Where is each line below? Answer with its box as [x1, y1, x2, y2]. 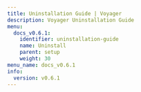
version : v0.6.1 [13, 74, 60, 82]
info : [7, 68, 23, 75]
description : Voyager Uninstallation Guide [7, 17, 135, 24]
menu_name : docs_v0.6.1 [7, 62, 76, 68]
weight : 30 [19, 55, 51, 62]
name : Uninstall [19, 42, 67, 49]
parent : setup [19, 49, 60, 56]
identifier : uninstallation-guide [19, 36, 119, 43]
